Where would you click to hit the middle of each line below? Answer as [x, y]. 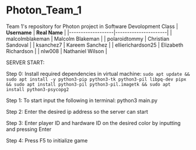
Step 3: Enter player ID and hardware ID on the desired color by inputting [93, 123]
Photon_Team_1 [44, 10]
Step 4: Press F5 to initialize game [47, 140]
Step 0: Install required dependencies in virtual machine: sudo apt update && [98, 74]
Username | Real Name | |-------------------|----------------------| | [89, 32]
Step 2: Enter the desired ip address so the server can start [77, 111]
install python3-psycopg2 [37, 89]
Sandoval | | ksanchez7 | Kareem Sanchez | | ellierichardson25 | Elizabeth [95, 45]
